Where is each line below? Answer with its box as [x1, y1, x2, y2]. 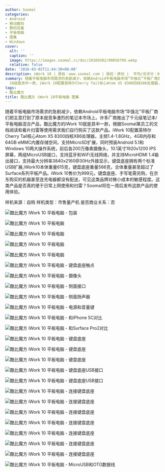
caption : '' [9, 53, 34, 58]
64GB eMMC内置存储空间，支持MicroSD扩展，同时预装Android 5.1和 [5, 139, 144, 146]
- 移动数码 [5, 21, 25, 26]
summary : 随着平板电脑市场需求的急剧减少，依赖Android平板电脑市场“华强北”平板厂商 [5, 76, 158, 81]
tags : [5, 85, 16, 90]
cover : [5, 44, 19, 49]
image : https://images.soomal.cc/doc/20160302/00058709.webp [9, 58, 137, 63]
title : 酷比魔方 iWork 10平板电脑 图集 [5, 94, 80, 99]
